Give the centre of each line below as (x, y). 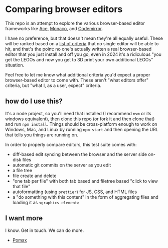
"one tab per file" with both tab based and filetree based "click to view (85, 181)
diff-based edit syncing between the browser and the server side (79, 154)
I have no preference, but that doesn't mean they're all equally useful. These (84, 38)
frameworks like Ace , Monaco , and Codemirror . (54, 28)
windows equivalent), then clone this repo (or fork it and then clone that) (80, 119)
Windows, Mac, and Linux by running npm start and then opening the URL (82, 129)
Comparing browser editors (64, 9)
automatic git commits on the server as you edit (62, 165)
